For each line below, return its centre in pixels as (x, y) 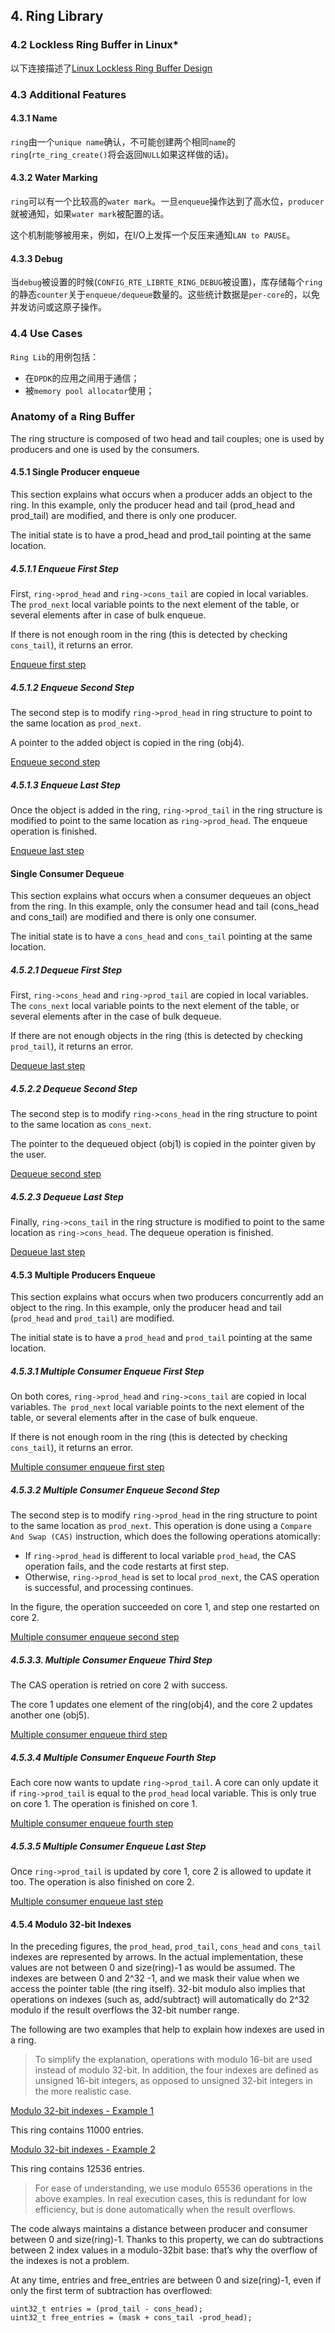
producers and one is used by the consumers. (105, 449)
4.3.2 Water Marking (54, 178)
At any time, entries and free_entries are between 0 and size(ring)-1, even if (166, 2280)
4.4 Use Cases (46, 334)
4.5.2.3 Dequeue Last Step (67, 1196)
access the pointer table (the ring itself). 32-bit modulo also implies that (158, 1989)
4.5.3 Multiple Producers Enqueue (83, 1275)
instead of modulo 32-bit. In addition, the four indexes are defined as (176, 2070)
